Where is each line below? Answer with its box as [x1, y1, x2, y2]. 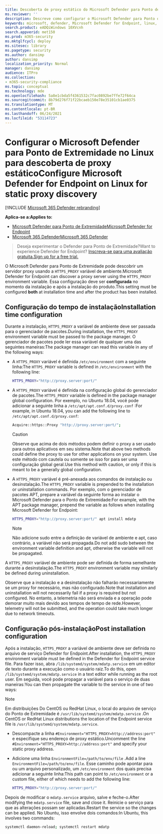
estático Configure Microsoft [5, 167, 122, 179]
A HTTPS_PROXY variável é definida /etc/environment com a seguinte [12, 359, 147, 365]
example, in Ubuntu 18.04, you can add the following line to [12, 408, 130, 414]
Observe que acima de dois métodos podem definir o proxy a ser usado [12, 441, 156, 447]
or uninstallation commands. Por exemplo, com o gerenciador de [12, 486, 142, 492]
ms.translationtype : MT [5, 102, 53, 107]
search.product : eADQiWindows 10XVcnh [5, 25, 83, 30]
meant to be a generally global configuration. [12, 467, 102, 473]
